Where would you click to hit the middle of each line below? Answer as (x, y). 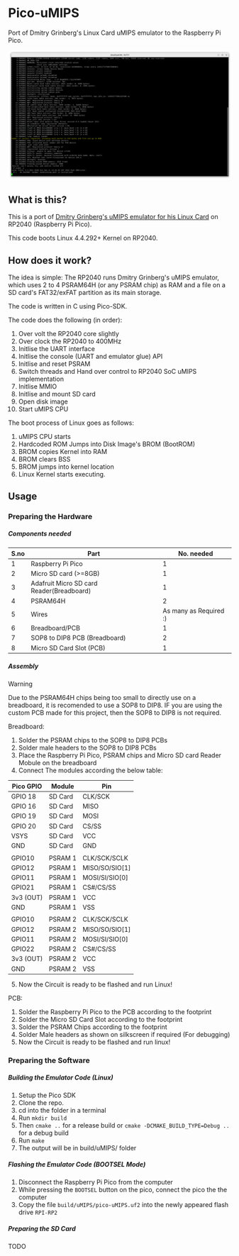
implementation (41, 379)
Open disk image (43, 401)
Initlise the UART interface (56, 348)
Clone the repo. (41, 1103)
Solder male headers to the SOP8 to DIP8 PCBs (87, 748)
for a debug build (44, 1133)
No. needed (195, 553)
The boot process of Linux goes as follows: (71, 423)
